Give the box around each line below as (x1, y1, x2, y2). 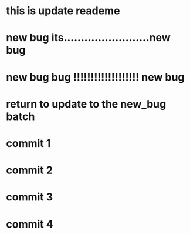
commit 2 (6, 163, 53, 177)
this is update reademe (6, 4, 120, 18)
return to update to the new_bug (6, 97, 167, 111)
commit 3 (6, 190, 53, 204)
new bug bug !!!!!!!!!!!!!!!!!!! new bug (6, 71, 185, 83)
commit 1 (6, 136, 51, 150)
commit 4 (6, 218, 54, 230)
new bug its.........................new (6, 31, 171, 45)
